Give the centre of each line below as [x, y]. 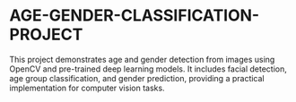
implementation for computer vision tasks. [87, 88]
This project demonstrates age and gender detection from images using [142, 59]
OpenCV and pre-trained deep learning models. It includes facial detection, [148, 69]
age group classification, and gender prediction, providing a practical [137, 78]
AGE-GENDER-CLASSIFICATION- [135, 16]
